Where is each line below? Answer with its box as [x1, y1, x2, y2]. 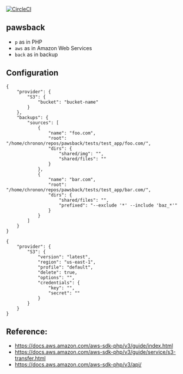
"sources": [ [27, 120, 59, 126]
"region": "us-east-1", [37, 259, 96, 265]
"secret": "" [48, 290, 81, 296]
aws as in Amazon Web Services [14, 44, 92, 51]
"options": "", [37, 274, 75, 280]
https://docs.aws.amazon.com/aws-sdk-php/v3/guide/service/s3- [14, 349, 177, 356]
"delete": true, [37, 269, 78, 275]
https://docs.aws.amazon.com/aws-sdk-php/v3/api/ [14, 361, 142, 368]
